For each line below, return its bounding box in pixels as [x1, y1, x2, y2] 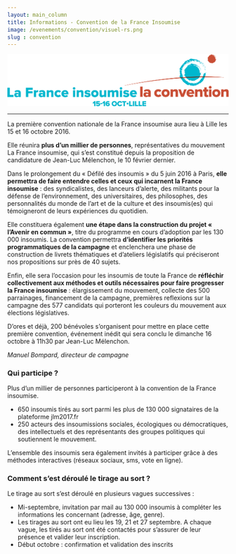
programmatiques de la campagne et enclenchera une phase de [7, 242, 196, 251]
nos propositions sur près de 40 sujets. [7, 257, 121, 266]
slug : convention [7, 34, 61, 41]
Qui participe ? [7, 368, 58, 378]
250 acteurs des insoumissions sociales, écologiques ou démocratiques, [17, 420, 228, 428]
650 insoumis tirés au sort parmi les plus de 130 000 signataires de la [17, 405, 219, 414]
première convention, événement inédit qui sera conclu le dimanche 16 [7, 329, 212, 338]
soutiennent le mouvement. [17, 435, 97, 444]
